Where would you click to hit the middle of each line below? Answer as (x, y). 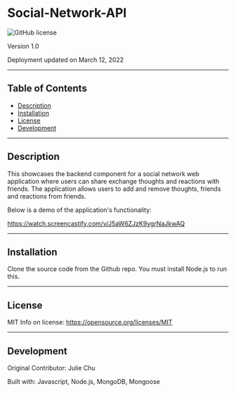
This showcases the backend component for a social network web (104, 173)
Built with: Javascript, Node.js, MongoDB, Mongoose (84, 381)
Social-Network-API (67, 13)
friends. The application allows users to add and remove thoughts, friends (114, 189)
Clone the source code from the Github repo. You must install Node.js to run (117, 269)
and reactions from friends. (47, 196)
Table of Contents (47, 88)
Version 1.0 (23, 46)
